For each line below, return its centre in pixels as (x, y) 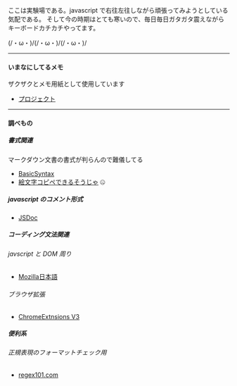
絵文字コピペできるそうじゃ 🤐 (62, 182)
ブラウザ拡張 (26, 294)
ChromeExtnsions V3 (49, 316)
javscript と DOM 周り (40, 254)
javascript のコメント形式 (46, 199)
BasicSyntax (36, 173)
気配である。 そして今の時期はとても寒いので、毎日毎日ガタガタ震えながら (116, 19)
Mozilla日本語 (38, 277)
